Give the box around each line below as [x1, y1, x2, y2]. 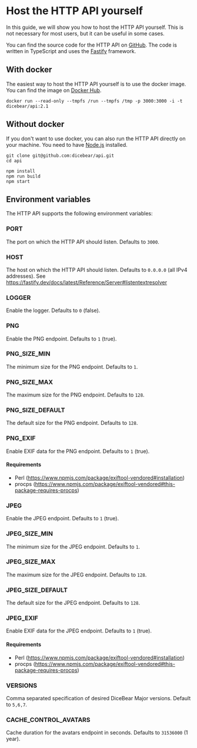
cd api [6, 158, 22, 163]
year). [6, 736, 21, 743]
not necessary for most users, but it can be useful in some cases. [6, 29, 165, 37]
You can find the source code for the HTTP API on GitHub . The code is [6, 41, 178, 48]
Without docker [6, 119, 65, 129]
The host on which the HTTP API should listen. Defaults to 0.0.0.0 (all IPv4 [6, 266, 188, 273]
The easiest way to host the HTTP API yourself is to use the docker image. [6, 80, 186, 87]
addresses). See [6, 273, 46, 280]
